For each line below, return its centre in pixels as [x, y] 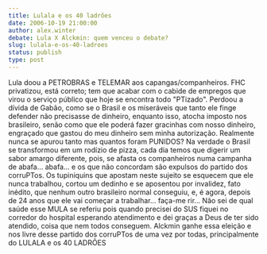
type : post [26, 60]
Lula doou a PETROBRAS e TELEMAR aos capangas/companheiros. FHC [127, 82]
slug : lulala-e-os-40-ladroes [58, 45]
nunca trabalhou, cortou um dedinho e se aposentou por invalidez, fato [124, 183]
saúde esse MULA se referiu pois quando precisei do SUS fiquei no [118, 209]
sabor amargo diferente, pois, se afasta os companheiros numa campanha [130, 158]
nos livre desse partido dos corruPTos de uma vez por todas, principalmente [133, 234]
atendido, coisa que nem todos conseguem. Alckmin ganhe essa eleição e [130, 225]
